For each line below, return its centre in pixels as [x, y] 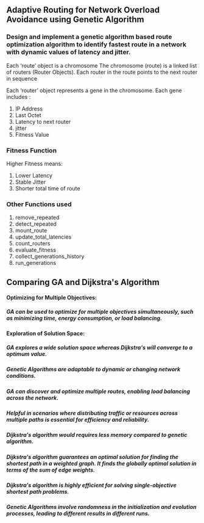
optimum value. [27, 354]
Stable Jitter [30, 182]
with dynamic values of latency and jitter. [69, 52]
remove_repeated [37, 218]
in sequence [22, 78]
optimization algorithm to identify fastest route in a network [97, 45]
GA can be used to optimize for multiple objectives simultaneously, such [100, 311]
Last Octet [28, 115]
